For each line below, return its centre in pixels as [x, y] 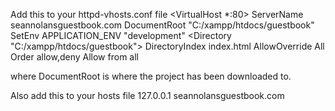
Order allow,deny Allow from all [74, 57]
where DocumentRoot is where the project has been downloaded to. [151, 76]
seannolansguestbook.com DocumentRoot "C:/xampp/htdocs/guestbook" [162, 25]
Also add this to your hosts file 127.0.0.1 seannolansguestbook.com [147, 95]
